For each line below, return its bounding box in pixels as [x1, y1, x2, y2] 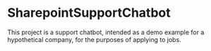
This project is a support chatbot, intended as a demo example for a [7, 28, 205, 36]
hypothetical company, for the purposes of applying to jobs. [7, 35, 181, 43]
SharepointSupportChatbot [7, 5, 171, 21]
